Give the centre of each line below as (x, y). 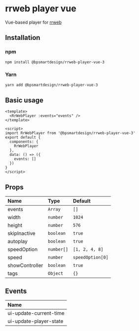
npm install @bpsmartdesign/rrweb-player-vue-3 (55, 62)
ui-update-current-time (36, 313)
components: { (24, 142)
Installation (23, 38)
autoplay (18, 241)
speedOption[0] (91, 257)
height (15, 225)
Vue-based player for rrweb (33, 22)
